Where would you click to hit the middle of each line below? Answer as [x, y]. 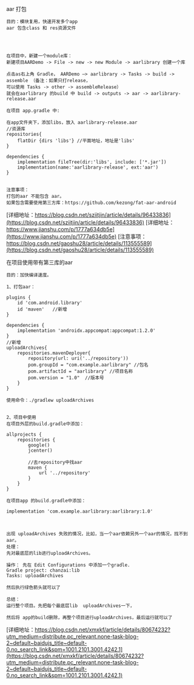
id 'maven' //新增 [42, 309]
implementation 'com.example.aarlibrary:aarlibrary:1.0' [80, 511]
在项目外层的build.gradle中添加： [45, 424]
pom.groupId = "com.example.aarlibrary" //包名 [88, 365]
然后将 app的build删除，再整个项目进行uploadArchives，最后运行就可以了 [89, 617]
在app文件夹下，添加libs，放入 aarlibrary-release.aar [72, 122]
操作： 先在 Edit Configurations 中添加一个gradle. [68, 565]
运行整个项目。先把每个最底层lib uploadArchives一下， [71, 606]
